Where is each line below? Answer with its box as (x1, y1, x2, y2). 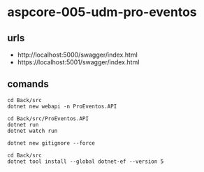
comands (7, 78, 49, 90)
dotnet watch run (7, 127, 58, 134)
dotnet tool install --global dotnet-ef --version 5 (7, 158, 164, 165)
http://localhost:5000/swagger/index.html (17, 50, 138, 59)
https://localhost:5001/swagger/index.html (17, 58, 140, 66)
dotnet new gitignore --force (7, 139, 96, 147)
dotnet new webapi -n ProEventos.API (7, 103, 117, 110)
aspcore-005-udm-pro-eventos (7, 4, 197, 20)
